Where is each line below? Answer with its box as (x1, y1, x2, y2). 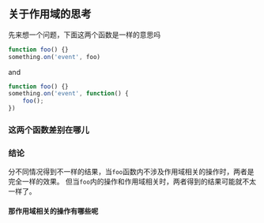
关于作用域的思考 (8, 7, 92, 21)
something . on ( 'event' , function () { (8, 90, 129, 98)
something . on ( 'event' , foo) (8, 53, 101, 61)
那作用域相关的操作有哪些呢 (8, 206, 99, 215)
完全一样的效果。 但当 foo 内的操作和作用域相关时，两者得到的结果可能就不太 (8, 177, 257, 187)
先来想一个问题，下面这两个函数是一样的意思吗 (8, 30, 160, 39)
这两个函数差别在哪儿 (8, 125, 89, 136)
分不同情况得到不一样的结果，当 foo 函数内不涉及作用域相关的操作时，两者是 (8, 167, 255, 177)
